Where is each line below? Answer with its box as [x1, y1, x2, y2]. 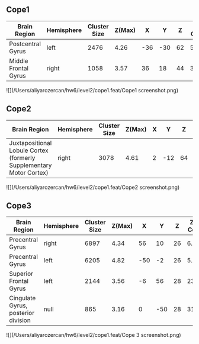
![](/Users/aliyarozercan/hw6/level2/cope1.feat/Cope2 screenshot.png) [6, 184, 180, 191]
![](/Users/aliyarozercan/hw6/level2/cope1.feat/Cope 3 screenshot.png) [6, 332, 182, 339]
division [9, 316, 31, 324]
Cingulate [9, 294, 36, 303]
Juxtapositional [9, 139, 52, 147]
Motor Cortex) [9, 168, 49, 176]
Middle [9, 56, 28, 65]
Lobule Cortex [9, 146, 49, 155]
